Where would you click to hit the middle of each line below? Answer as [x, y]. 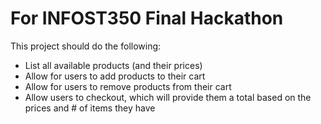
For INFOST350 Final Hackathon [147, 18]
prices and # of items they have [90, 108]
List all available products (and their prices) [113, 65]
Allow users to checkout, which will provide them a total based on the [168, 97]
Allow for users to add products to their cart [115, 76]
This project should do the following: [86, 46]
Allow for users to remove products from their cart [128, 86]
